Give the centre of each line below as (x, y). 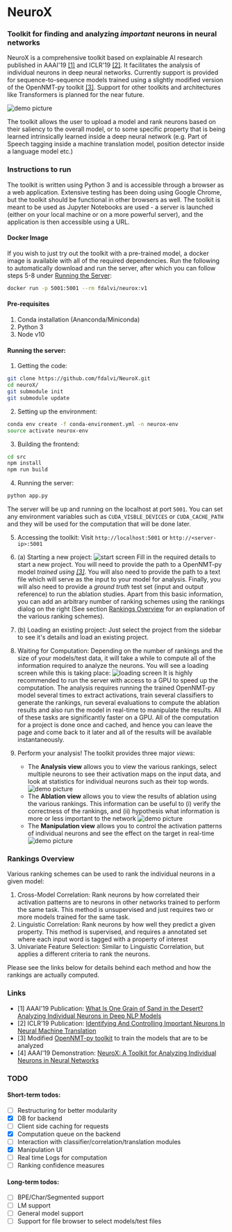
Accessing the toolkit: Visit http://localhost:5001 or (93, 538)
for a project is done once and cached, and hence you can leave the (115, 725)
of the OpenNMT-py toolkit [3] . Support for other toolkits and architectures (114, 87)
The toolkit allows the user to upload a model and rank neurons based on (112, 122)
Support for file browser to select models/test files (89, 1221)
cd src (17, 457)
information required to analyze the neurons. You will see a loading (113, 666)
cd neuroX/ (23, 385)
